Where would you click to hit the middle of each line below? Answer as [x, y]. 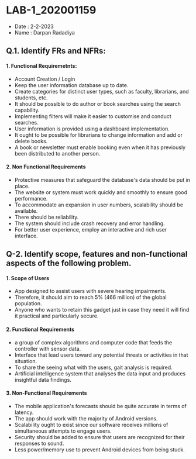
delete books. [31, 141]
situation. [25, 361]
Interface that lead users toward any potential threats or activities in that [101, 355]
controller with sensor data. [48, 348]
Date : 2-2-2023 [34, 26]
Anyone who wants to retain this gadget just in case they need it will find [102, 310]
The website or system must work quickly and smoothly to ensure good [101, 192]
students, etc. [31, 98]
